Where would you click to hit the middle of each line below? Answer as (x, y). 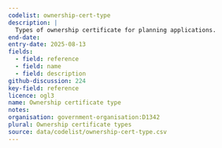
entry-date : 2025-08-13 (47, 45)
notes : (19, 110)
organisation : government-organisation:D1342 (84, 117)
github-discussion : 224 (47, 81)
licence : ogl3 (31, 96)
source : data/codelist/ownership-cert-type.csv (88, 132)
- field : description (51, 74)
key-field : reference (44, 88)
